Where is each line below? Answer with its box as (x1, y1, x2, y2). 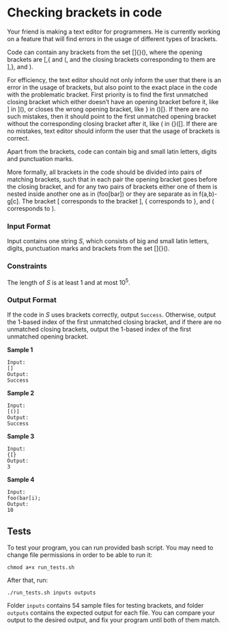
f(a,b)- (199, 190, 218, 198)
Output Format (7, 295, 57, 305)
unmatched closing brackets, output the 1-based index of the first (7, 325, 191, 334)
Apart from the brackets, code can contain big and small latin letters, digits (7, 147, 217, 156)
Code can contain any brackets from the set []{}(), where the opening (7, 48, 203, 56)
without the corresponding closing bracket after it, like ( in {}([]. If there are (7, 119, 217, 127)
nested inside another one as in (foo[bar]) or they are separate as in (7, 190, 198, 198)
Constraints (7, 262, 48, 271)
